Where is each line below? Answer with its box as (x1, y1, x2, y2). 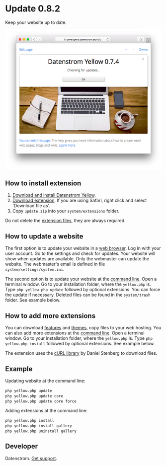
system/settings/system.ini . (5, 266, 65, 272)
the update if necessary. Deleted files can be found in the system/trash (5, 292, 151, 298)
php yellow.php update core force (5, 398, 77, 404)
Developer (5, 442, 38, 451)
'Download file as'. (12, 203, 51, 209)
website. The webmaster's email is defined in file (5, 261, 105, 267)
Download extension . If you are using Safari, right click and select (12, 197, 147, 204)
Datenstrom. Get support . (5, 455, 57, 461)
